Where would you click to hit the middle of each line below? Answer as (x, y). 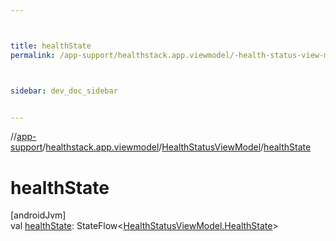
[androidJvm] (38, 215)
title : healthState (51, 46)
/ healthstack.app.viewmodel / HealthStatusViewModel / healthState (177, 147)
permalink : (33, 55)
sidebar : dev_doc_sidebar (64, 91)
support (26, 147)
